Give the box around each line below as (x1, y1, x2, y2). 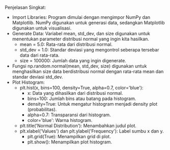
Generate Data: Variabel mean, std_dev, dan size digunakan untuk (12, 31, 151, 36)
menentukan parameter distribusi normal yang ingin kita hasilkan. (12, 36, 150, 42)
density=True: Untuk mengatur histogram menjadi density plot (27, 101, 158, 107)
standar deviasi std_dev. (12, 74, 63, 80)
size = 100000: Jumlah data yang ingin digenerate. (19, 58, 127, 63)
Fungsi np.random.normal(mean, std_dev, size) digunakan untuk (12, 63, 147, 69)
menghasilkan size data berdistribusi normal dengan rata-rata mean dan (12, 68, 164, 74)
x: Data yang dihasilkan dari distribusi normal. (27, 90, 123, 96)
